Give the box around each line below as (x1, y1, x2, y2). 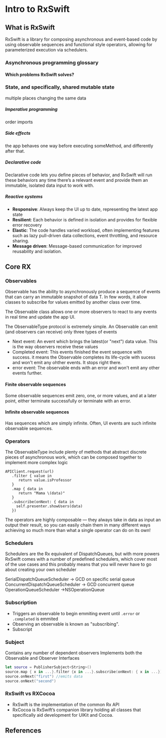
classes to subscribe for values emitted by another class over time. (5, 299, 142, 305)
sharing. (12, 238, 30, 244)
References (5, 727, 41, 735)
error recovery (12, 222, 42, 228)
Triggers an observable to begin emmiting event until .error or (12, 610, 140, 616)
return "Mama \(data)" (18, 491, 65, 496)
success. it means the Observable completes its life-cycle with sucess (12, 354, 156, 360)
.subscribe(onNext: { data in (11, 499, 74, 505)
